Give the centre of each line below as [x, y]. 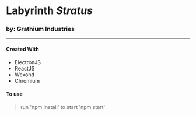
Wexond [24, 75]
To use [15, 94]
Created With [22, 49]
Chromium [27, 80]
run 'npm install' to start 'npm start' [63, 107]
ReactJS [24, 68]
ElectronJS [28, 62]
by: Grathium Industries [40, 29]
